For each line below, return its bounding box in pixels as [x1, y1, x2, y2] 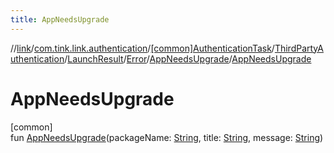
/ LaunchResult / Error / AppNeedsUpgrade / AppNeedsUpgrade [64, 52, 312, 65]
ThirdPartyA [274, 42, 324, 54]
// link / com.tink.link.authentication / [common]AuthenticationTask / [10, 42, 275, 54]
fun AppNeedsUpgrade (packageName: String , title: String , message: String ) [10, 131, 324, 143]
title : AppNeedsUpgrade [10, 14, 110, 25]
